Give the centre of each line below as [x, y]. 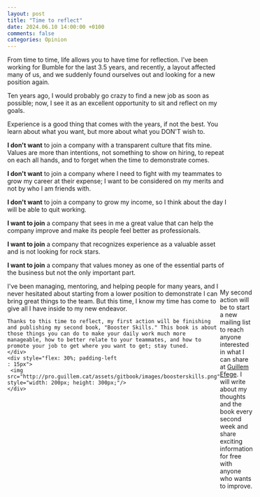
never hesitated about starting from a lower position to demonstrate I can [113, 294]
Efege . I [231, 374]
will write [233, 382]
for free [231, 456]
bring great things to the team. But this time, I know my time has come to [112, 301]
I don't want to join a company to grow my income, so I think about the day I [117, 202]
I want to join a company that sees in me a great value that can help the [110, 223]
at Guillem [234, 367]
